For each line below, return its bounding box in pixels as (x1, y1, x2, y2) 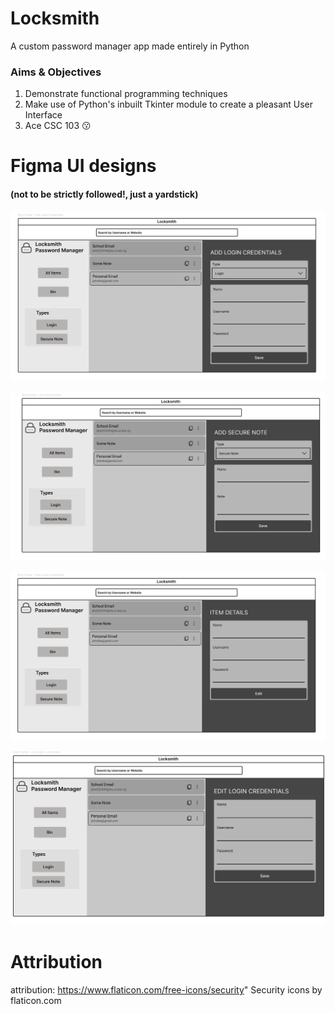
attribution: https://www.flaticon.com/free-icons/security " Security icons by (10, 984, 323, 996)
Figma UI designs (10, 155, 157, 177)
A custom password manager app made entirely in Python (10, 40, 250, 52)
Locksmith (10, 7, 100, 30)
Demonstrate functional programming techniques (24, 88, 228, 100)
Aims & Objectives (10, 65, 102, 79)
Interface (24, 109, 63, 121)
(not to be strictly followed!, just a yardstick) (10, 188, 199, 201)
